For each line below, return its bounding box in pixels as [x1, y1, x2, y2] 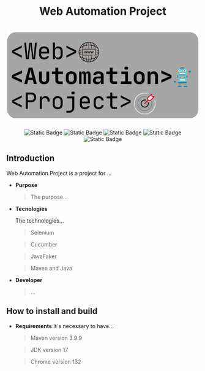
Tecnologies [15, 205, 48, 212]
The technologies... [15, 216, 64, 224]
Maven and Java [30, 264, 72, 272]
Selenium [30, 229, 54, 236]
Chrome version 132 [30, 358, 81, 365]
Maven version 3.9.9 [30, 334, 83, 342]
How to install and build [6, 306, 98, 316]
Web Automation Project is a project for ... [6, 169, 112, 177]
